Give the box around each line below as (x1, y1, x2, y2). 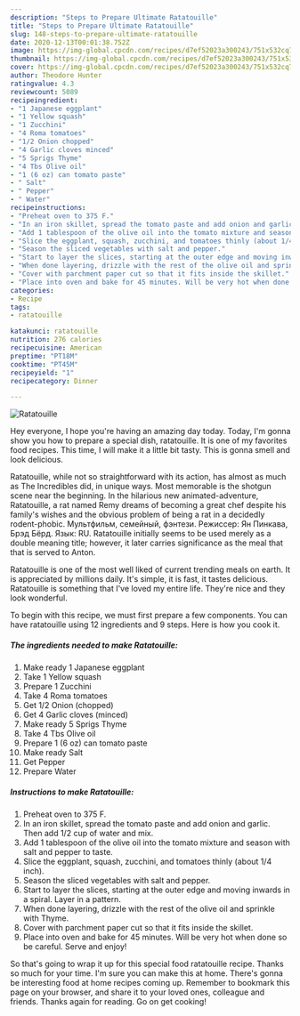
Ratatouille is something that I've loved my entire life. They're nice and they (10, 584, 286, 594)
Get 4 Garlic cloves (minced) (22, 709, 128, 721)
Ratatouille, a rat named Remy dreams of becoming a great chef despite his (10, 500, 287, 511)
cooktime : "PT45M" (10, 359, 78, 369)
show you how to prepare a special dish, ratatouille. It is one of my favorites (10, 435, 288, 446)
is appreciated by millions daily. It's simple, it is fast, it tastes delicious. (10, 574, 269, 585)
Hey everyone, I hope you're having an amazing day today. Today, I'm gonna (10, 426, 291, 437)
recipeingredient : (10, 95, 78, 105)
